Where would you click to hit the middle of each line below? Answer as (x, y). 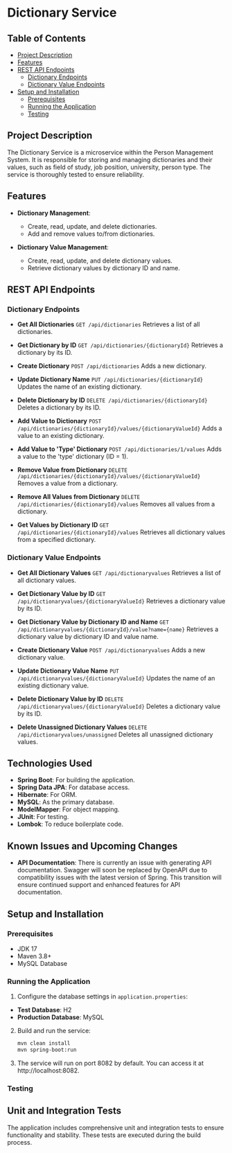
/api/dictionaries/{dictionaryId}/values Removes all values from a (116, 504)
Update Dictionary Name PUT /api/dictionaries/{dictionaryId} (110, 380)
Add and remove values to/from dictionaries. (91, 234)
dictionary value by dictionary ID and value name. (88, 636)
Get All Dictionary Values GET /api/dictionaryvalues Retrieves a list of (119, 572)
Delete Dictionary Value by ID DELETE (70, 698)
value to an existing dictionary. (61, 436)
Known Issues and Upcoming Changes (92, 846)
